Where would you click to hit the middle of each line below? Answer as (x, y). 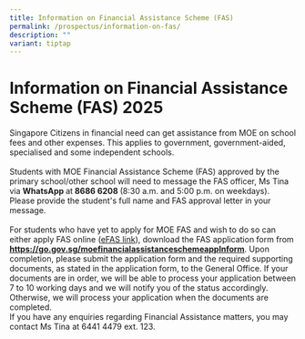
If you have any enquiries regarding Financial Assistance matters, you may (149, 317)
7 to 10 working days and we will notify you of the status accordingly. (139, 288)
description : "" (40, 35)
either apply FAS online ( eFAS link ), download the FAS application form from (152, 240)
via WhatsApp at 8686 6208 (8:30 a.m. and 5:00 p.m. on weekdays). (140, 191)
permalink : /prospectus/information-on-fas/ (95, 26)
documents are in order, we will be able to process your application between (153, 278)
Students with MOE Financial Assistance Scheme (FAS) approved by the (144, 172)
